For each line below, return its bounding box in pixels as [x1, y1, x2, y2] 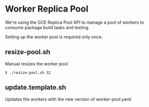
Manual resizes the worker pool [5, 61, 68, 66]
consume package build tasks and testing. [5, 24, 90, 30]
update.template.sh [5, 83, 66, 92]
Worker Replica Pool [5, 3, 89, 15]
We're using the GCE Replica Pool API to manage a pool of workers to [5, 19, 144, 25]
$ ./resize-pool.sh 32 [5, 70, 51, 75]
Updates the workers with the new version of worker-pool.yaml [5, 96, 132, 102]
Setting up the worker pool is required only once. [5, 34, 103, 40]
